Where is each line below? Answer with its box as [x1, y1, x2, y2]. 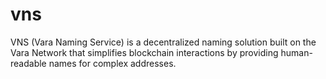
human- [280, 46, 313, 58]
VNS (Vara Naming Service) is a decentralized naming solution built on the [10, 36, 317, 48]
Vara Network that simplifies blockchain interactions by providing [10, 46, 279, 58]
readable [10, 57, 47, 69]
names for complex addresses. [48, 57, 177, 69]
